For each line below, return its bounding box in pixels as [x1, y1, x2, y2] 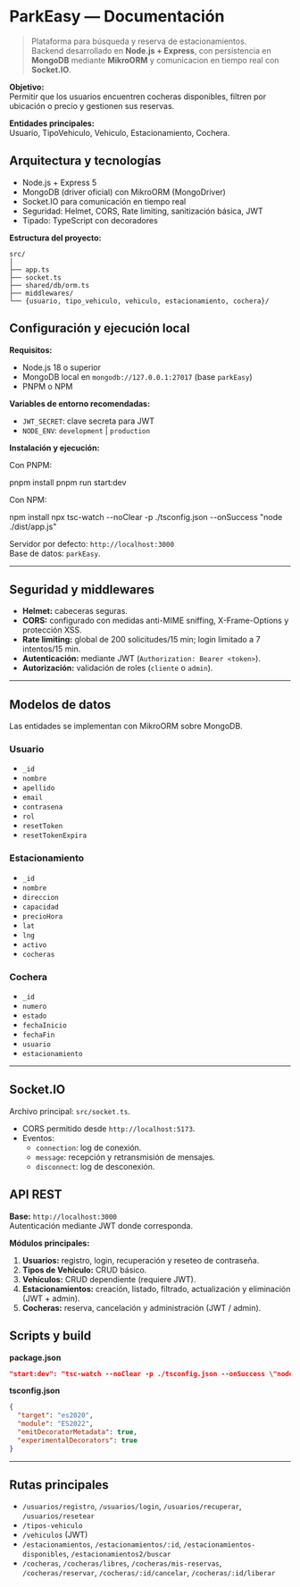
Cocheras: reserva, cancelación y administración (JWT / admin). [21, 1302, 262, 1313]
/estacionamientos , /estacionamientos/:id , [21, 1539, 181, 1549]
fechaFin [21, 1030, 55, 1040]
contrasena [21, 802, 63, 812]
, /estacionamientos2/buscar [66, 1549, 171, 1559]
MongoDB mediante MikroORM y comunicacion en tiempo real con [30, 55, 279, 65]
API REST [9, 1187, 62, 1203]
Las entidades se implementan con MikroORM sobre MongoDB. [9, 721, 243, 732]
